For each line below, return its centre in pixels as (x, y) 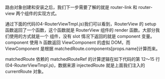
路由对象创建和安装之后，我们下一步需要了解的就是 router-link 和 (71, 7)
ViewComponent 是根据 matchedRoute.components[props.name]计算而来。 (82, 49)
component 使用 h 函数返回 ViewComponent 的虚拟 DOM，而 (68, 42)
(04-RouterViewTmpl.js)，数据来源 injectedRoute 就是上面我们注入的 (75, 65)
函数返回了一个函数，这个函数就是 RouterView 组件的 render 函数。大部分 (80, 30)
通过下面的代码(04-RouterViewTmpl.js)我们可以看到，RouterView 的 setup (81, 24)
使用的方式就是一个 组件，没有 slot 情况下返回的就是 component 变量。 (82, 36)
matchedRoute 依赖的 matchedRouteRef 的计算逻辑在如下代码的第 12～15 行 (82, 59)
